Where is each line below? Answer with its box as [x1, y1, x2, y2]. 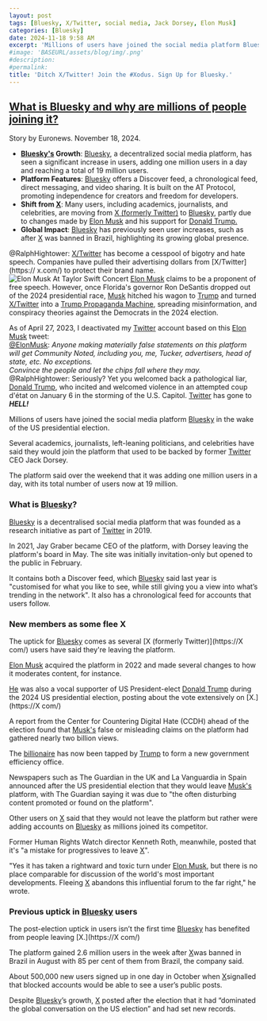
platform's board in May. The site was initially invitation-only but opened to [9, 549, 253, 559]
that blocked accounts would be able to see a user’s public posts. [9, 980, 223, 990]
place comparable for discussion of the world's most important [9, 869, 215, 879]
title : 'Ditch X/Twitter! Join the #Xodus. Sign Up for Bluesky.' [9, 71, 233, 79]
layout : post [9, 11, 52, 20]
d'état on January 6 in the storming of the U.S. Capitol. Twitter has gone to [9, 391, 252, 400]
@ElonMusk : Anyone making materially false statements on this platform [9, 340, 247, 350]
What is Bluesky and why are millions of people [9, 100, 247, 114]
